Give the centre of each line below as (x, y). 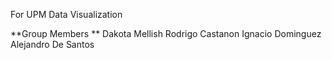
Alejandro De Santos (52, 44)
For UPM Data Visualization (66, 14)
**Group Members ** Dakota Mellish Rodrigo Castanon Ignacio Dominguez (166, 33)
